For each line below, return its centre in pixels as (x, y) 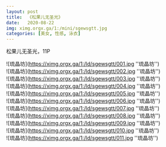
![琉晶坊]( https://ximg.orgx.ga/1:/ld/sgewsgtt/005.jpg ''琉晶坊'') (83, 94)
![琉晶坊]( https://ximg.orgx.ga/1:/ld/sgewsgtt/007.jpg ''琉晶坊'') (83, 108)
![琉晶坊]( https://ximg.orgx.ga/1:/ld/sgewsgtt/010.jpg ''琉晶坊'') (83, 130)
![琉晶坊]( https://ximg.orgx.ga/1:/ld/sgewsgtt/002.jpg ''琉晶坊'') (83, 71)
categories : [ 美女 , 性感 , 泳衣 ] (44, 34)
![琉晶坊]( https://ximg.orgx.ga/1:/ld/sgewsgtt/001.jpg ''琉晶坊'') (83, 64)
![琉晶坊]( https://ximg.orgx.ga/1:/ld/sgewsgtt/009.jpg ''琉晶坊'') (83, 123)
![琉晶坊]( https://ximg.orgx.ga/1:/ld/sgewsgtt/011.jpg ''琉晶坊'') (82, 138)
